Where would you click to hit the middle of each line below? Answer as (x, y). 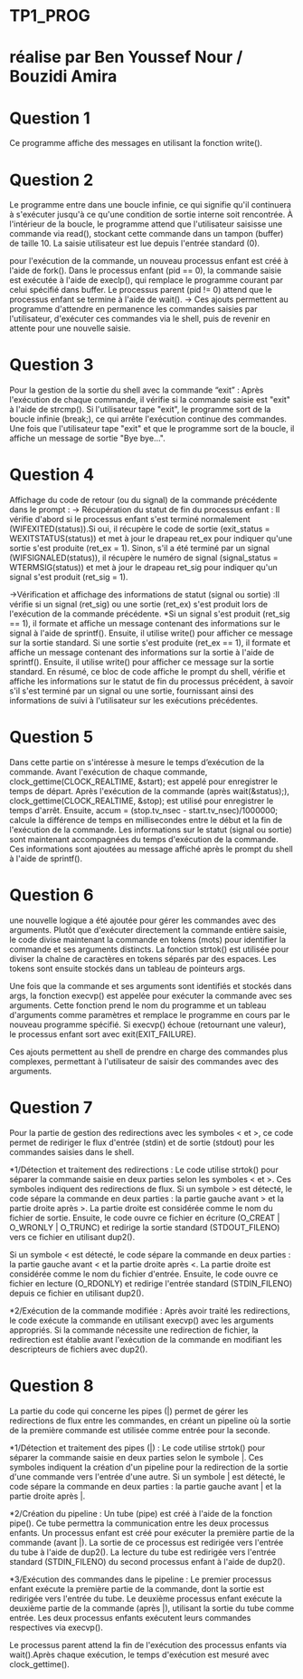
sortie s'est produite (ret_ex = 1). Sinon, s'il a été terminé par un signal (139, 548)
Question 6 (52, 895)
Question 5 (52, 738)
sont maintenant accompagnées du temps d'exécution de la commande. (144, 839)
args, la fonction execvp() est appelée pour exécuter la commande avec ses (151, 995)
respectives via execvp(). (57, 1627)
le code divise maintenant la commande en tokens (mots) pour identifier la (148, 940)
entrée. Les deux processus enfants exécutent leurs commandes (130, 1617)
